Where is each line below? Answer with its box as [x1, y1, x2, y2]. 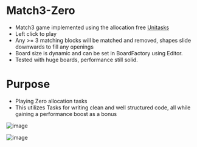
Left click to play [15, 30, 57, 37]
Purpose [6, 77, 50, 91]
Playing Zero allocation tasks [15, 97, 88, 104]
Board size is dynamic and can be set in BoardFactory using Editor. [15, 49, 184, 56]
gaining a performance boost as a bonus [15, 110, 117, 117]
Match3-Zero [6, 4, 75, 18]
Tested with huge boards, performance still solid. [15, 56, 138, 63]
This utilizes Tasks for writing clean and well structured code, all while [15, 104, 191, 111]
